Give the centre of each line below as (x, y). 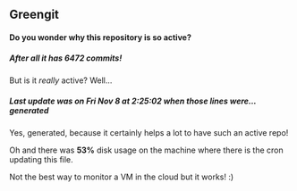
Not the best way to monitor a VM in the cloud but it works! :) (122, 177)
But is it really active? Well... (61, 80)
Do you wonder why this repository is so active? (101, 37)
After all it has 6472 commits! (66, 58)
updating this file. (41, 159)
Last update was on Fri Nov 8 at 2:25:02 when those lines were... (133, 101)
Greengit (34, 15)
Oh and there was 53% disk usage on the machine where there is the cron (146, 150)
